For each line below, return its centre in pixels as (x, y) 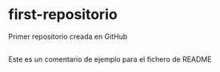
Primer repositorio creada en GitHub (68, 36)
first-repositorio (63, 15)
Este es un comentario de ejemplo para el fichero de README (110, 59)
